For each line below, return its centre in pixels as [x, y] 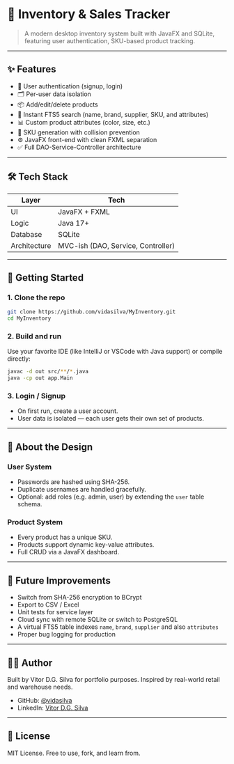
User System [30, 467]
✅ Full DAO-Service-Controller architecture [79, 147]
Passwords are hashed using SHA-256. [73, 482]
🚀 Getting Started [46, 278]
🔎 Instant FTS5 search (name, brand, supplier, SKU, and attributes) [113, 114]
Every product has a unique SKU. [65, 537]
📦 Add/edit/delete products [58, 104]
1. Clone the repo [36, 297]
